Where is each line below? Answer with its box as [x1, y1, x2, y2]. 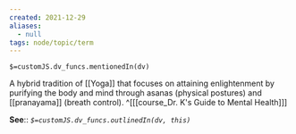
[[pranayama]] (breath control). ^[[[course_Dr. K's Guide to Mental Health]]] [9, 97, 288, 108]
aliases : [9, 21, 42, 30]
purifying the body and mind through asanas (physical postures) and [9, 88, 262, 98]
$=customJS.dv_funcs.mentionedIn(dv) [9, 63, 150, 71]
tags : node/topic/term [9, 38, 94, 47]
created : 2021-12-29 [9, 13, 87, 22]
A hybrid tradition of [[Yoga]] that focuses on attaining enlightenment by [9, 78, 275, 89]
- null [17, 29, 42, 38]
